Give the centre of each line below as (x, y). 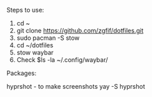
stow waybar (35, 52)
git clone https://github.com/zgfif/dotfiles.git (80, 31)
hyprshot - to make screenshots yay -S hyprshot (76, 86)
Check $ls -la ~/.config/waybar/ (62, 60)
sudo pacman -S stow (48, 38)
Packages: (22, 73)
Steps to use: (25, 10)
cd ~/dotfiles (35, 45)
